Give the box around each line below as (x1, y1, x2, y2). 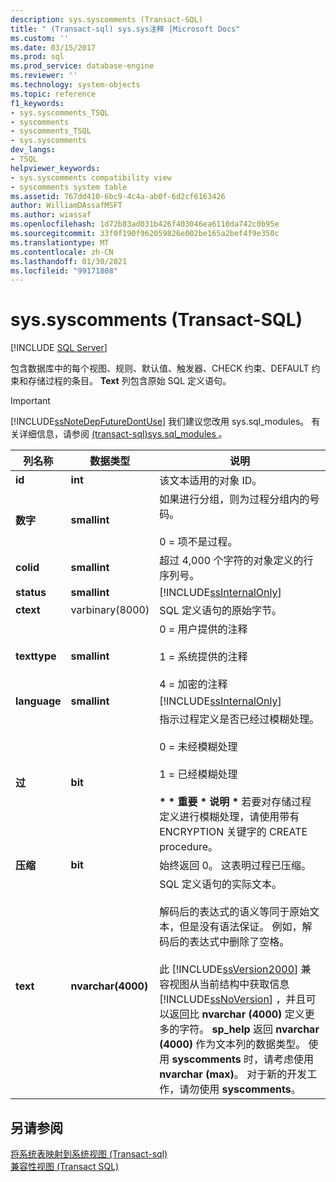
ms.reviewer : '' (10, 71, 78, 81)
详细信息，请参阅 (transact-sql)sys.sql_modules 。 (18, 428, 228, 440)
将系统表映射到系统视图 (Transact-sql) (10, 1148, 168, 1160)
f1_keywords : (10, 98, 65, 108)
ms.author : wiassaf (10, 210, 92, 220)
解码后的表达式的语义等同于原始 (159, 905, 310, 919)
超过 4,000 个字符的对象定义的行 (159, 554, 314, 568)
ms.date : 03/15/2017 (10, 42, 97, 53)
